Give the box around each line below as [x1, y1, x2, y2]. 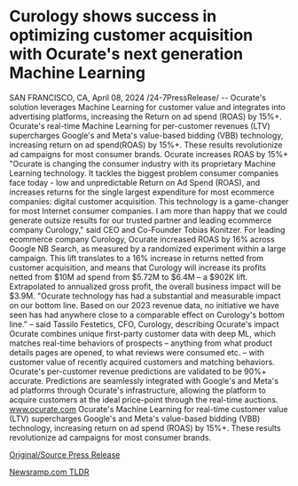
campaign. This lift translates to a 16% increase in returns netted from [9, 252, 264, 263]
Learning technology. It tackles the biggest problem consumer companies [9, 167, 279, 179]
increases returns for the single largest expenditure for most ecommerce [9, 187, 275, 197]
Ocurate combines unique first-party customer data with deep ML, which [9, 328, 277, 339]
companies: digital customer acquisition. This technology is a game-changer [9, 195, 289, 206]
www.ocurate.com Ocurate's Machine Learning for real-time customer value [9, 403, 288, 414]
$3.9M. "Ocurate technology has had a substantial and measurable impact [9, 291, 281, 301]
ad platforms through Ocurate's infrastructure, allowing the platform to [9, 385, 266, 395]
